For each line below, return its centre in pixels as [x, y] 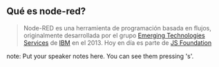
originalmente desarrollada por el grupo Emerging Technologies [114, 35]
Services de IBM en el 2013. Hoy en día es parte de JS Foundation [117, 42]
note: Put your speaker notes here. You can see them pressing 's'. [100, 56]
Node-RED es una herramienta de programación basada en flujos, [117, 28]
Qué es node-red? [46, 11]
